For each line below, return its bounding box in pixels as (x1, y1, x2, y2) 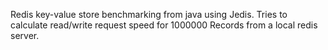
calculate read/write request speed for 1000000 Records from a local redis (10, 19, 318, 31)
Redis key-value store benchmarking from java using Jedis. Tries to (10, 9, 288, 20)
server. (10, 30, 40, 41)
